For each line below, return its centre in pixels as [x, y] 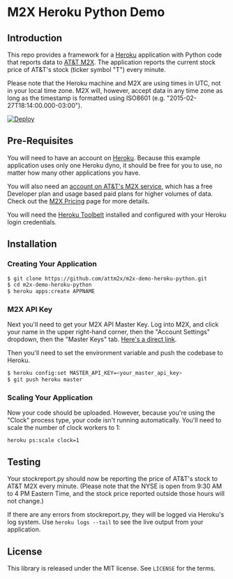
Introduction [35, 38]
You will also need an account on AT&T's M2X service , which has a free [110, 186]
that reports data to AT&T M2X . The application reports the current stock [112, 62]
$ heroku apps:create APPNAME [51, 292]
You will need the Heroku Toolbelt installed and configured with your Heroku [117, 215]
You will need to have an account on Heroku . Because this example [104, 157]
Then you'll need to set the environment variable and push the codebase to [115, 353]
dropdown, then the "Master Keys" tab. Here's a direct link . [92, 339]
